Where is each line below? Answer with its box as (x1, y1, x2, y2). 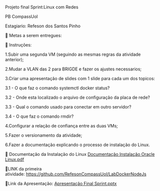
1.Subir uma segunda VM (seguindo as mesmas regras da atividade (5, 51, 141, 57)
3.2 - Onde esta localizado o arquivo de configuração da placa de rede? (5, 95, 150, 100)
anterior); (5, 57, 24, 63)
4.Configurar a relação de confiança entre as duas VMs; (5, 123, 118, 128)
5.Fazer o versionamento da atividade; (5, 132, 82, 138)
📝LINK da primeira (5, 166, 42, 171)
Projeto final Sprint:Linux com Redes (5, 4, 79, 10)
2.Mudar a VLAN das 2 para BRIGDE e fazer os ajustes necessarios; (5, 66, 142, 72)
